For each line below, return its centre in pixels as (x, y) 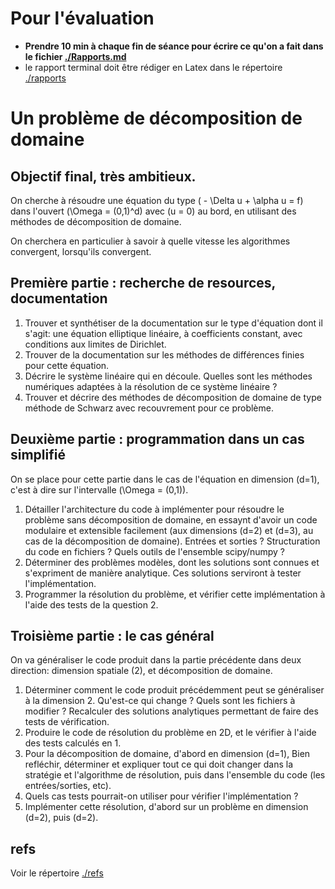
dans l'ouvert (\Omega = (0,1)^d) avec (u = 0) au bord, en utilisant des (153, 211)
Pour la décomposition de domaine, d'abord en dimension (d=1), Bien (167, 754)
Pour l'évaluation (82, 18)
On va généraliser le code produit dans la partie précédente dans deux (156, 660)
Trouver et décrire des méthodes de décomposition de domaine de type (173, 397)
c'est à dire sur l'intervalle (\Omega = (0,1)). (99, 489)
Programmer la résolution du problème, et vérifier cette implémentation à (175, 594)
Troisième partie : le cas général (112, 635)
